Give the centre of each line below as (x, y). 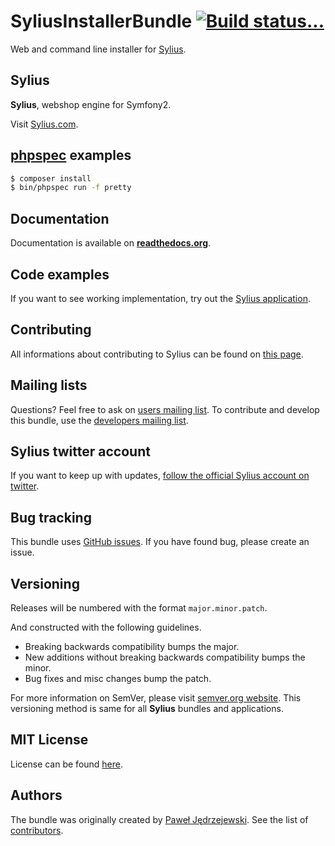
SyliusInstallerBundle (101, 21)
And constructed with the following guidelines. (106, 627)
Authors (36, 795)
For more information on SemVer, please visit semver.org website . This (156, 698)
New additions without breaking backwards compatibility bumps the (165, 657)
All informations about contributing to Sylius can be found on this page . (157, 354)
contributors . (37, 830)
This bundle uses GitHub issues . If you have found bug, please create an (160, 542)
